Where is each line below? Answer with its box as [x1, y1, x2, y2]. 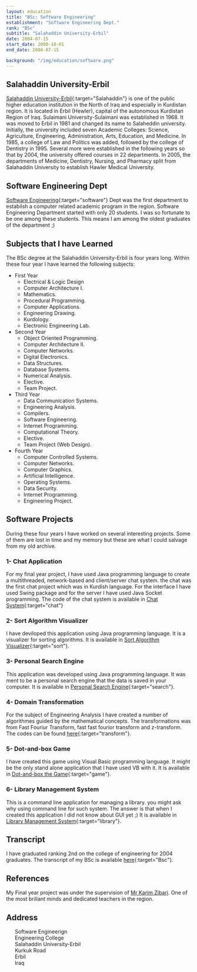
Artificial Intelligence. [23, 472, 75, 480]
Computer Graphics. [23, 466, 73, 473]
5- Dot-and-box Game [6, 745, 71, 753]
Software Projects [6, 514, 74, 524]
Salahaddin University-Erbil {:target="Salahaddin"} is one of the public [6, 95, 175, 102]
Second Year [14, 328, 46, 336]
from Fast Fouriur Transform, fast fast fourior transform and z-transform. [6, 724, 182, 731]
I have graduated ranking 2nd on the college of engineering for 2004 [6, 850, 173, 857]
